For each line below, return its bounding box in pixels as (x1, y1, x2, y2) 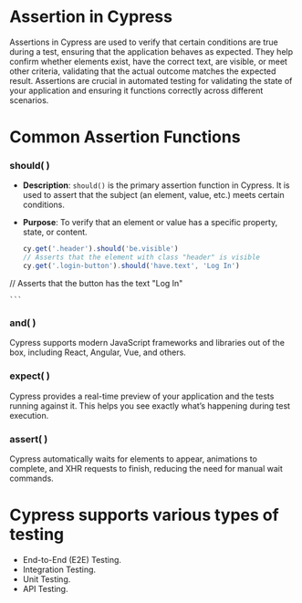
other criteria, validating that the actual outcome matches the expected (9, 66, 276, 77)
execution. (9, 410, 49, 421)
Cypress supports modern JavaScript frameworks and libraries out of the (9, 338, 286, 348)
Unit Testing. (22, 573, 71, 585)
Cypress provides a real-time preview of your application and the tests (9, 390, 275, 401)
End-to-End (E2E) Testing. (22, 554, 121, 565)
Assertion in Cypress (9, 6, 173, 27)
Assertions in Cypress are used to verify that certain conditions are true (9, 36, 278, 47)
